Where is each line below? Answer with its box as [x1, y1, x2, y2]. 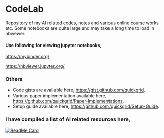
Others [5, 76, 23, 83]
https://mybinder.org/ [5, 54, 49, 60]
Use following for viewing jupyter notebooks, [5, 42, 102, 48]
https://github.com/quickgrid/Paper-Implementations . [12, 98, 124, 104]
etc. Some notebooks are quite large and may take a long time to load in [5, 25, 155, 31]
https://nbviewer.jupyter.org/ [5, 63, 65, 69]
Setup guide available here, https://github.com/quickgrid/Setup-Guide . [12, 103, 160, 109]
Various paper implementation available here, [12, 93, 107, 99]
